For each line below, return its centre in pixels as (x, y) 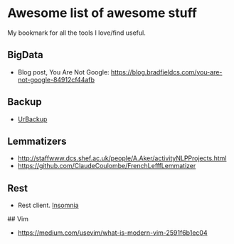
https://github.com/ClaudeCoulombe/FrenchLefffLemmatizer (107, 166)
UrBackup (32, 119)
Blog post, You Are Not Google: (63, 72)
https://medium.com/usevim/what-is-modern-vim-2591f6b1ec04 (112, 233)
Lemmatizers (37, 141)
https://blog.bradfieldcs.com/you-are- (166, 72)
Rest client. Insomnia (48, 205)
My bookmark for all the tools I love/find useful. (76, 33)
